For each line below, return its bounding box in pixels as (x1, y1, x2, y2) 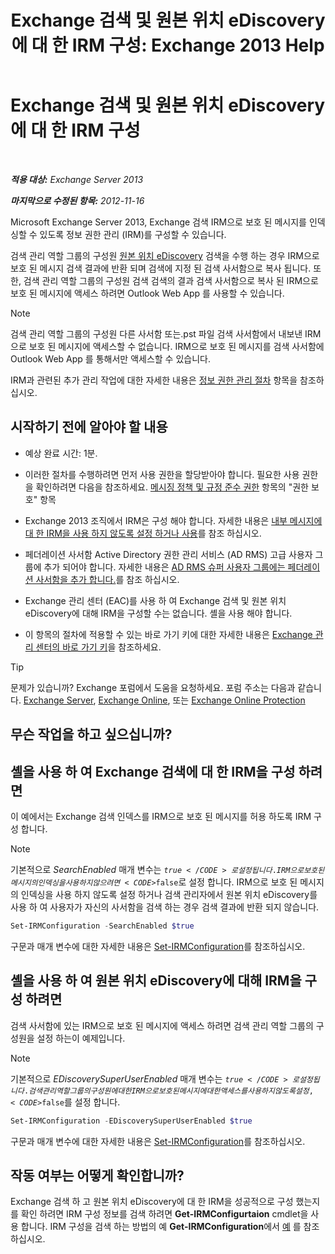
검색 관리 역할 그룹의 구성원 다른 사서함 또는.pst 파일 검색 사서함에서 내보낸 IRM (10, 327, 322, 340)
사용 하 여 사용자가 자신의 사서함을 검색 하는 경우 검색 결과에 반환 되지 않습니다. (10, 901, 320, 913)
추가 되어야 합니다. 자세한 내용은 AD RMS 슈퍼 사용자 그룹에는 (43, 561, 286, 573)
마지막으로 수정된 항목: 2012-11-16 (10, 194, 145, 206)
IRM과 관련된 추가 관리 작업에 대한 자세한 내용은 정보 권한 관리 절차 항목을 (10, 374, 298, 386)
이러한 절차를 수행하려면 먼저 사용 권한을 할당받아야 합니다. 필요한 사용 (24, 468, 300, 480)
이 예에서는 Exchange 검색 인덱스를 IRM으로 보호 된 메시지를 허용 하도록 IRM (10, 810, 312, 822)
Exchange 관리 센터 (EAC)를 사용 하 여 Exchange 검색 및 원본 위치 (24, 594, 287, 606)
